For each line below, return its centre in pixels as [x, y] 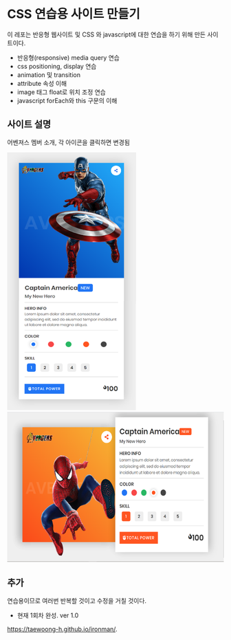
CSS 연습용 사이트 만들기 [74, 14]
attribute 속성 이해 [42, 83]
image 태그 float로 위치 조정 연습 [62, 92]
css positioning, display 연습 [57, 66]
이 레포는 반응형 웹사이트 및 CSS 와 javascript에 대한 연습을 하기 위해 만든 [107, 34]
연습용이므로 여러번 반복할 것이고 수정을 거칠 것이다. [77, 600]
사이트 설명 [29, 124]
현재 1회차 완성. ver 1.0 [48, 615]
